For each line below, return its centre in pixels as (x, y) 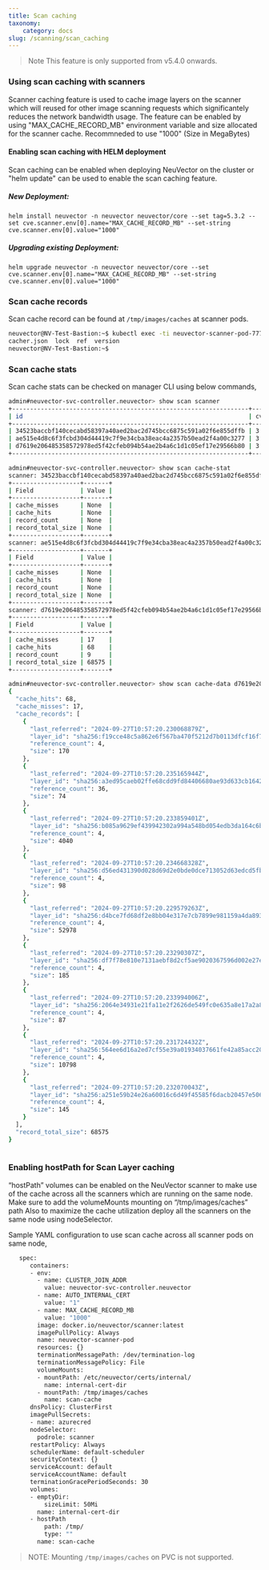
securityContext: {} (64, 1460)
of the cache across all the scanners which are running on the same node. (131, 1193)
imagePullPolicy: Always (78, 1333)
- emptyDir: (49, 1497)
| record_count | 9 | (60, 655)
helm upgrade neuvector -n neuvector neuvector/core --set (109, 267)
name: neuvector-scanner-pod (86, 1340)
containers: (49, 1266)
